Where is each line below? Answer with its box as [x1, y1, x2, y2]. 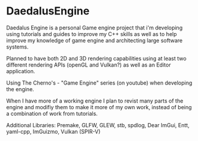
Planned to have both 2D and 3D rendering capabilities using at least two [6, 55, 187, 62]
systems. [6, 43, 29, 50]
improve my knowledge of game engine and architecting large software [6, 37, 183, 44]
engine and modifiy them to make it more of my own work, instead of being [6, 103, 192, 110]
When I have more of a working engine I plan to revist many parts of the [6, 97, 184, 104]
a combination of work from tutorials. [6, 110, 98, 117]
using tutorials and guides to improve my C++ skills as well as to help [6, 30, 177, 37]
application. [6, 67, 35, 74]
